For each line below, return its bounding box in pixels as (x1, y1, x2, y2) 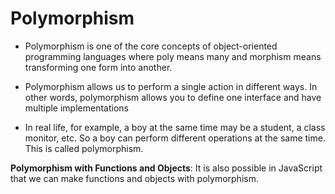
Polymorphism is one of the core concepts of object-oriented (24, 40, 278, 52)
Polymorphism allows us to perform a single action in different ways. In (24, 80, 318, 92)
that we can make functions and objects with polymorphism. (10, 172, 259, 184)
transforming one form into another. (24, 61, 173, 73)
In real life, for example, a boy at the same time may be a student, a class (24, 121, 326, 133)
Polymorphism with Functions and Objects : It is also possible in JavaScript (10, 162, 323, 174)
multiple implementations (24, 102, 129, 114)
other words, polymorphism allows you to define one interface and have (24, 91, 322, 103)
